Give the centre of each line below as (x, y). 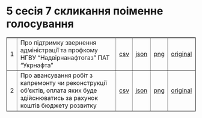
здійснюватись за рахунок (59, 98)
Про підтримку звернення (58, 42)
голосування (40, 24)
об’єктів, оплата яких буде (59, 90)
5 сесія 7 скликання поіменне (85, 11)
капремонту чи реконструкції (63, 82)
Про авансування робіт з (57, 75)
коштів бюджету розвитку (59, 105)
